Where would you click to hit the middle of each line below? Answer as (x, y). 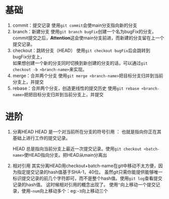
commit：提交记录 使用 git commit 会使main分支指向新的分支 (75, 25)
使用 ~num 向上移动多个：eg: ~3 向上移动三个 (65, 191)
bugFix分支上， (29, 56)
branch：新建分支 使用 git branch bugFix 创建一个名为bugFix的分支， (84, 31)
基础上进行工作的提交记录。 (41, 138)
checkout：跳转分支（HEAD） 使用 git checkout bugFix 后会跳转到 (81, 50)
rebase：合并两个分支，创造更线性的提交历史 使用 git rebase (76, 88)
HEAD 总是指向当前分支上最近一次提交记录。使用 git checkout (77, 149)
